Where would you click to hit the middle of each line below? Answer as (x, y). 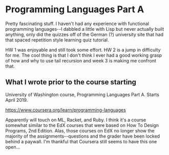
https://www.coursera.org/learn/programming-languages (66, 110)
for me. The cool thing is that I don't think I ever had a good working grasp (84, 55)
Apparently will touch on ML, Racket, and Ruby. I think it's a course (76, 120)
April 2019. (17, 100)
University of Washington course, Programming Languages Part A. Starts (82, 94)
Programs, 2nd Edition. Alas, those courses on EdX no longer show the (80, 130)
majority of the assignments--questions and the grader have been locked (83, 136)
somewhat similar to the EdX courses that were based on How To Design (82, 125)
